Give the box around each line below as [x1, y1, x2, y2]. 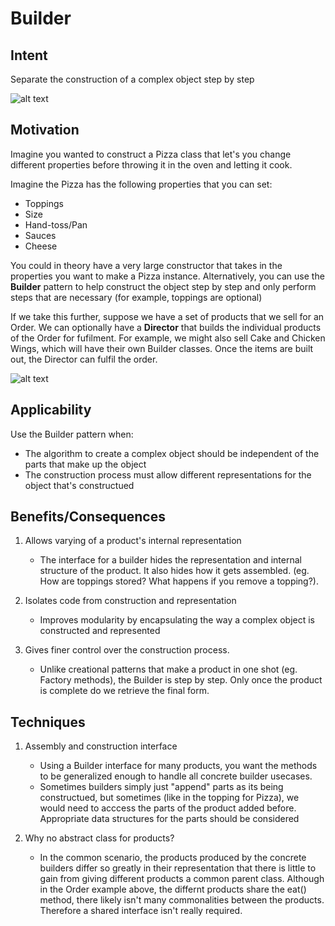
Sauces [24, 229, 57, 241]
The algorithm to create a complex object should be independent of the [24, 447, 320, 459]
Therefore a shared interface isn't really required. [39, 905, 243, 917]
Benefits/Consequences [10, 508, 166, 526]
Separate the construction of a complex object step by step [10, 73, 255, 85]
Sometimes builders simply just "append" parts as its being [39, 781, 284, 793]
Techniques [10, 713, 86, 731]
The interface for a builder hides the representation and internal [39, 554, 302, 566]
